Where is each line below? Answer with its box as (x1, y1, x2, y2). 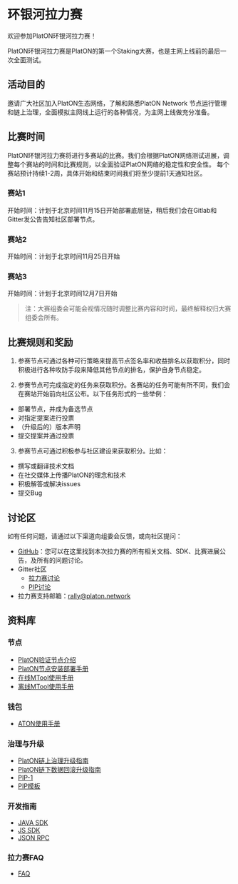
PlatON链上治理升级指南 (17, 756, 89, 765)
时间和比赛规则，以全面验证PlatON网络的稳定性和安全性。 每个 (44, 160, 229, 169)
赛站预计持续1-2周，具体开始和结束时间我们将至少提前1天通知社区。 (7, 169, 207, 177)
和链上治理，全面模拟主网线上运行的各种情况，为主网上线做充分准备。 (7, 108, 214, 116)
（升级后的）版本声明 (17, 423, 81, 431)
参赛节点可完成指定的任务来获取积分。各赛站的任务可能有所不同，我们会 (17, 381, 230, 389)
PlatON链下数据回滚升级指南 (17, 765, 101, 774)
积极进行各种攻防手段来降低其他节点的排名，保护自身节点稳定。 (17, 366, 205, 374)
